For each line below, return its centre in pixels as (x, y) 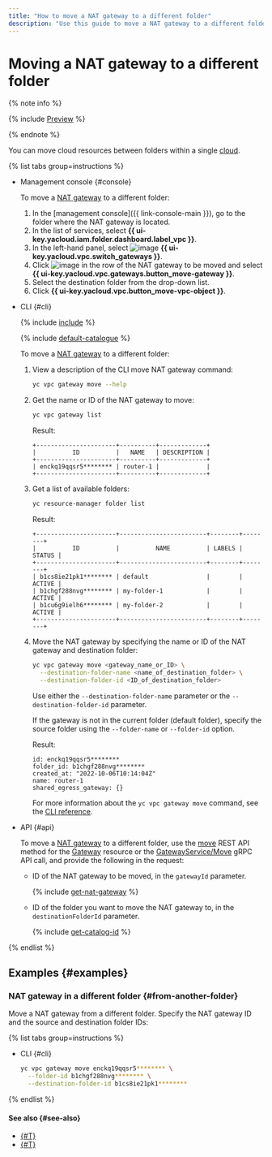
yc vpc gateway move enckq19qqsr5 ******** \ (96, 1068)
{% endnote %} (34, 135)
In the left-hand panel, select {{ (100, 248)
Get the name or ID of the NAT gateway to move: (113, 400)
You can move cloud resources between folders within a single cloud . (124, 150)
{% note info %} (35, 103)
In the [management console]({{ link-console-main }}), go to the (139, 214)
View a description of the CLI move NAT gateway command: (132, 369)
